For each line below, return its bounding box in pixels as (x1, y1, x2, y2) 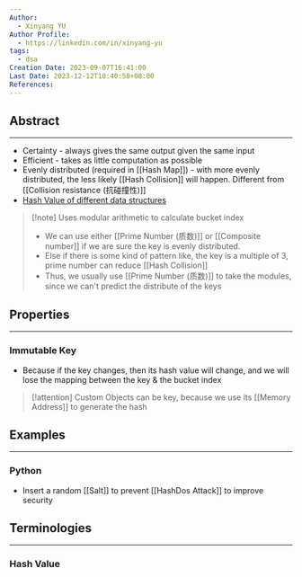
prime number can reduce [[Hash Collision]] (44, 260, 209, 271)
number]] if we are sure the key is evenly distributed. (44, 241, 241, 252)
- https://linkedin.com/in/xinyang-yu (17, 38, 164, 48)
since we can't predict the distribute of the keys (44, 280, 222, 292)
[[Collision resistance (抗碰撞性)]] (22, 185, 147, 196)
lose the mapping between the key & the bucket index (22, 374, 222, 385)
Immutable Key (9, 344, 76, 357)
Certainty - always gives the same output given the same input (22, 146, 255, 156)
